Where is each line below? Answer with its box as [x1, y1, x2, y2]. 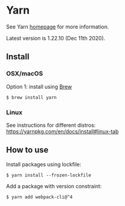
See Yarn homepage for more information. [6, 23, 109, 30]
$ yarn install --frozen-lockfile [6, 172, 92, 178]
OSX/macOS [6, 69, 43, 78]
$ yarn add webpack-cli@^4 [6, 194, 73, 200]
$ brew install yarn [6, 94, 57, 101]
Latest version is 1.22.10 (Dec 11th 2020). [6, 34, 105, 41]
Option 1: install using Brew [6, 83, 72, 90]
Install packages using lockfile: [6, 160, 82, 168]
